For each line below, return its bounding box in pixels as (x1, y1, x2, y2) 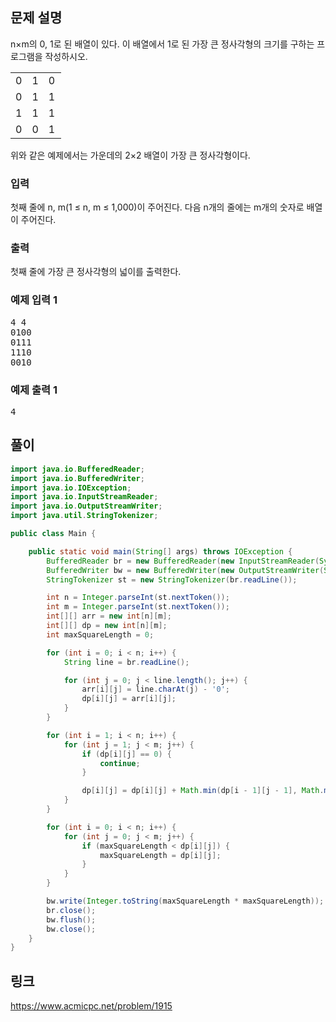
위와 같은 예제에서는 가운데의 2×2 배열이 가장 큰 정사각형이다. (10, 149, 251, 161)
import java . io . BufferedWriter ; (10, 473, 145, 483)
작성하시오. (44, 50, 88, 62)
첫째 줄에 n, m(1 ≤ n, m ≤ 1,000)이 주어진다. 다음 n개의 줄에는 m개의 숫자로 (10, 201, 305, 213)
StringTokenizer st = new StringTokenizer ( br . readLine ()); (46, 574, 298, 585)
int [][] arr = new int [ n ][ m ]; (46, 611, 172, 622)
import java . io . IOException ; (10, 483, 132, 493)
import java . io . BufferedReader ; (10, 464, 145, 474)
